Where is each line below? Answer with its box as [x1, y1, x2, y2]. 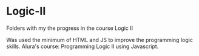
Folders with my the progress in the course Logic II [6, 24, 133, 32]
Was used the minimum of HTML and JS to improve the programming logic [6, 36, 193, 43]
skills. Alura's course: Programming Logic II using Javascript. [6, 43, 159, 50]
